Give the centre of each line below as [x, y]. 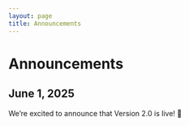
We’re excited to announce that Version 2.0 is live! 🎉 [95, 113]
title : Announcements [45, 24]
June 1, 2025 [41, 94]
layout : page [30, 16]
